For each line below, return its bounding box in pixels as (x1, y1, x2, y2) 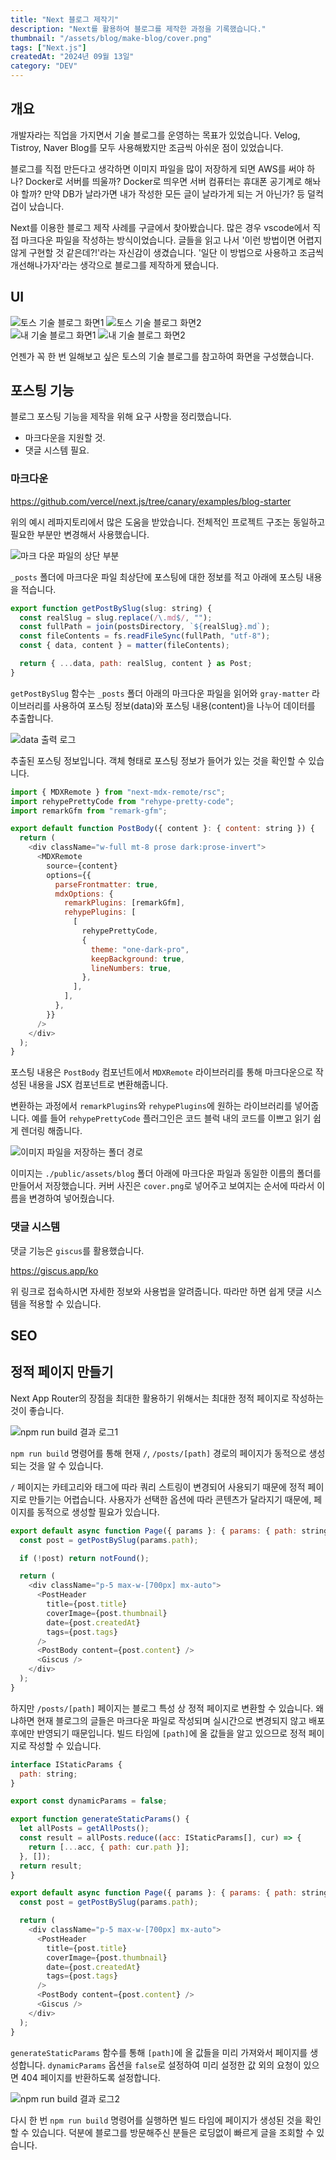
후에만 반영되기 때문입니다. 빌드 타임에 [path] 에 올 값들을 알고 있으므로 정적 (10, 1727, 307, 1739)
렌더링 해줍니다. (20, 1125, 83, 1137)
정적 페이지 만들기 (10, 1364, 114, 1381)
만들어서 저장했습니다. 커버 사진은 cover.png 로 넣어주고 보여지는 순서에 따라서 (10, 1180, 315, 1192)
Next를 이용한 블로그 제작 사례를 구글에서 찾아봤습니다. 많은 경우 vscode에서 (10, 221, 311, 233)
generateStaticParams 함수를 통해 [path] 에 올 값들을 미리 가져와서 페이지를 (10, 2046, 308, 2058)
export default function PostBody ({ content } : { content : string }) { (10, 824, 315, 834)
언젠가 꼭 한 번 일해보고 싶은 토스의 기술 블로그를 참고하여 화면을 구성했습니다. (10, 350, 315, 362)
